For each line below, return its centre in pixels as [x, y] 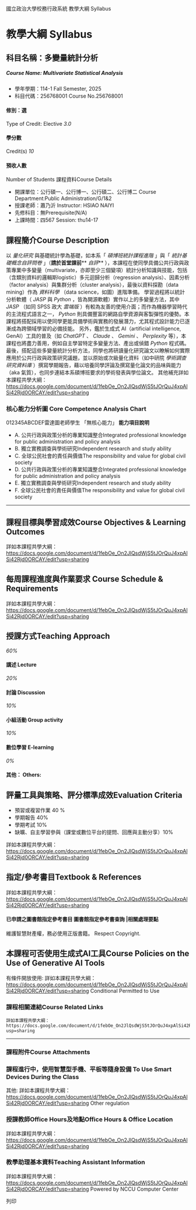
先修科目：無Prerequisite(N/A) [51, 213]
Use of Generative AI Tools [55, 963]
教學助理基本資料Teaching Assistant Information [76, 1162]
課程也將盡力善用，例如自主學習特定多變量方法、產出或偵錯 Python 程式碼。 [98, 343]
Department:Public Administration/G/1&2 [63, 198]
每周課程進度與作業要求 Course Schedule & [85, 579]
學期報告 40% [31, 817]
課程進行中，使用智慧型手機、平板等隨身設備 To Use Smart [89, 1069]
